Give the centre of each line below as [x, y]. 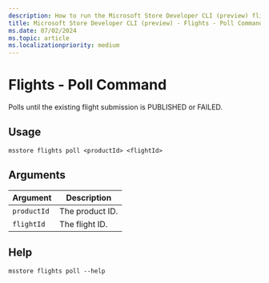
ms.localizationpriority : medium [64, 46]
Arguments [37, 175]
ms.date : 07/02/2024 [43, 30]
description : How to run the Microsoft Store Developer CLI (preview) [128, 16]
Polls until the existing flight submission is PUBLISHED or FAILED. [115, 107]
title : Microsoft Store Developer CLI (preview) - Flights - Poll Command [136, 23]
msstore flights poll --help [57, 271]
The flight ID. [84, 224]
